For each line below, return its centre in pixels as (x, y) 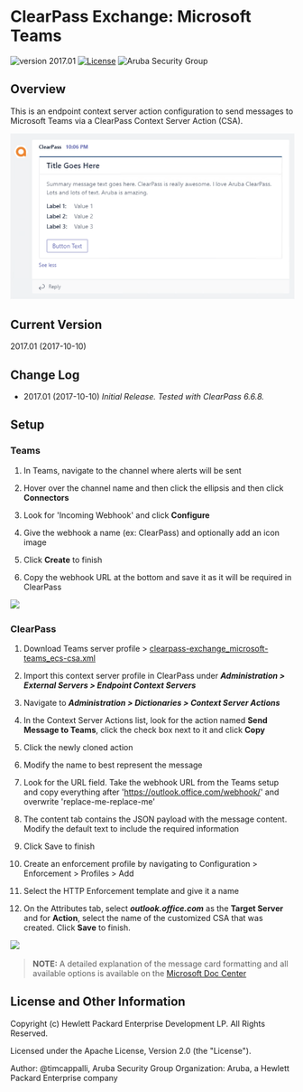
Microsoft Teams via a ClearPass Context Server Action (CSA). (127, 120)
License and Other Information (98, 1002)
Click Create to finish (63, 560)
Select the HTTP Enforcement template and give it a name (131, 891)
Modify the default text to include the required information (131, 829)
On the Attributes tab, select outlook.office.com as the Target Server (153, 908)
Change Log (45, 375)
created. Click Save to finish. (77, 927)
